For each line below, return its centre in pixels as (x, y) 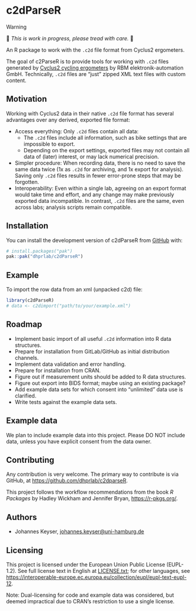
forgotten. (27, 181)
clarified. (25, 396)
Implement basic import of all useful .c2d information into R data (93, 339)
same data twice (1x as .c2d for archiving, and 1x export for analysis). (99, 169)
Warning (16, 27)
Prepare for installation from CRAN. (58, 370)
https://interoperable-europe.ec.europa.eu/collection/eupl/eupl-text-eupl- (97, 577)
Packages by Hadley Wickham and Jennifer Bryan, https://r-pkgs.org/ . (92, 499)
